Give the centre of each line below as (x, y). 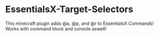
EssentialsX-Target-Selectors (69, 9)
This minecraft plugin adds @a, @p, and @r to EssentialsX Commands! (79, 23)
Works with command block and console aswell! (56, 28)
